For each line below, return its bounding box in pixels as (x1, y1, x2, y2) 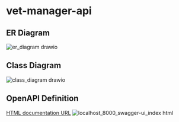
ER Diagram (6, 28, 50, 38)
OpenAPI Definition (6, 94, 79, 104)
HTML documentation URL (6, 109, 71, 116)
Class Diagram (6, 60, 61, 70)
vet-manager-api (6, 4, 92, 18)
